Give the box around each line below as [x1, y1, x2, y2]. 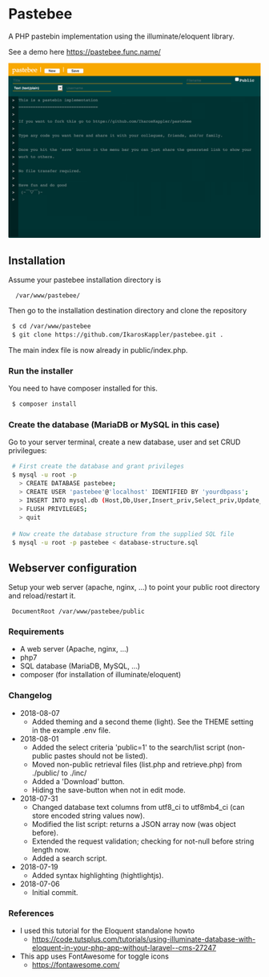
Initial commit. [31, 887, 78, 897]
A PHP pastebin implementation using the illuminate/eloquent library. [8, 31, 235, 41]
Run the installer [8, 365, 74, 376]
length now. [31, 844, 70, 854]
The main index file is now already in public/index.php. [8, 345, 188, 354]
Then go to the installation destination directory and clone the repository [8, 306, 247, 316]
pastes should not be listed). [54, 750, 148, 760]
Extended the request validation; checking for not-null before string [31, 836, 255, 846]
